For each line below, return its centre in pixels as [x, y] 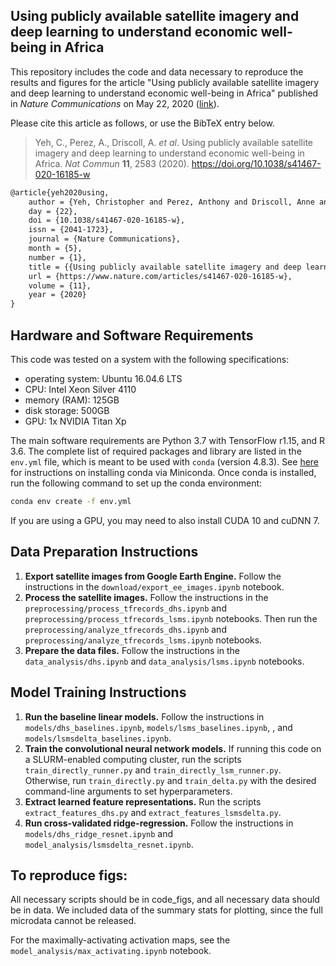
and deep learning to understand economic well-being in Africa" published [164, 93]
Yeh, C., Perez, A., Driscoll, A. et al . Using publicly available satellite [173, 142]
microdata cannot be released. [73, 921]
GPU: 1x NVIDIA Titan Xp [75, 421]
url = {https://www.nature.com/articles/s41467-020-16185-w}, [160, 276]
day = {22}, [53, 211]
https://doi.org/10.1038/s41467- [256, 163]
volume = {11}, [60, 285]
